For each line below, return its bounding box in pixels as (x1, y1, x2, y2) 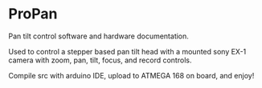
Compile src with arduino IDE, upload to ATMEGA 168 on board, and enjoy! (8, 70, 255, 80)
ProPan (8, 5, 58, 23)
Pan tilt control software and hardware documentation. (8, 31, 189, 41)
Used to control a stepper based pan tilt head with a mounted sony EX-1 (8, 46, 247, 56)
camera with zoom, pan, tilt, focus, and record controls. (8, 55, 192, 65)
